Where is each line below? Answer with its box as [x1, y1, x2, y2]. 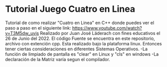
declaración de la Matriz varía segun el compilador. [5, 56, 111, 62]
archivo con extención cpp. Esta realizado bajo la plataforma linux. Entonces [5, 40, 162, 46]
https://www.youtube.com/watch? [72, 25, 142, 31]
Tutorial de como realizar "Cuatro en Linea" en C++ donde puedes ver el [5, 20, 155, 26]
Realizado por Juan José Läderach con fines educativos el [39, 30, 161, 36]
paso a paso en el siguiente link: [5, 25, 71, 31]
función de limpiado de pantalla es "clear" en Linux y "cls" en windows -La [5, 51, 159, 57]
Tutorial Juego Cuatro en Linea [5, 3, 136, 15]
